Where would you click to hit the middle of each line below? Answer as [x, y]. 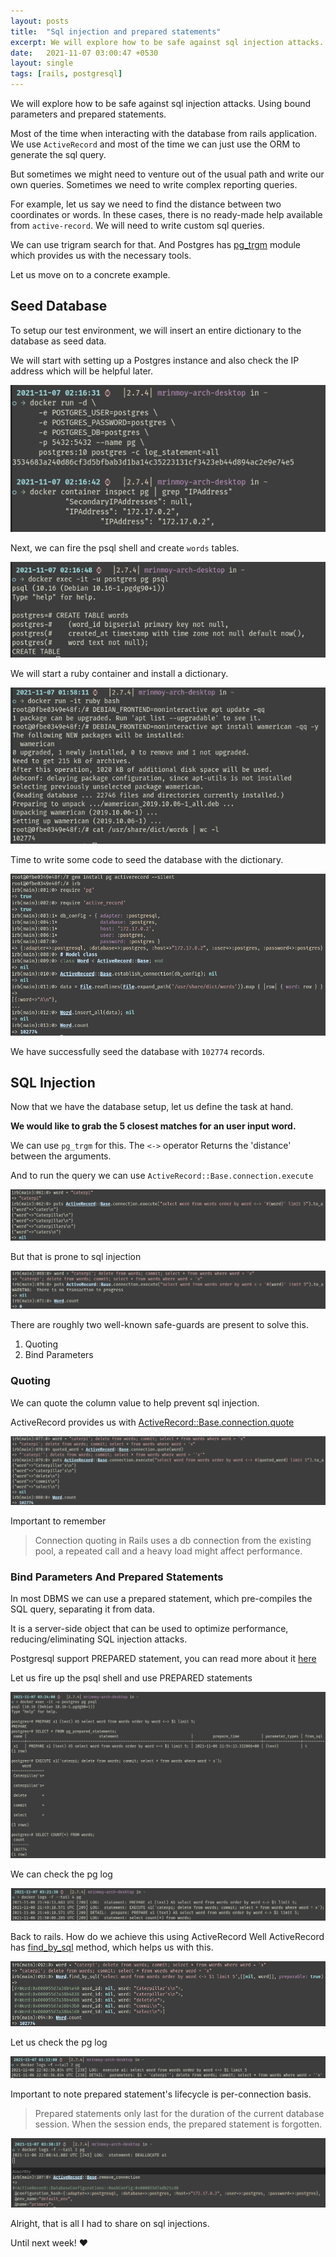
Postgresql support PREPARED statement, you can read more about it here [163, 1659]
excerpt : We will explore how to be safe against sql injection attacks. [167, 42]
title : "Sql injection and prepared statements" [116, 31]
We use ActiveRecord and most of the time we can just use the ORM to [155, 144]
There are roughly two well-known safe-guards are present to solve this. [159, 1325]
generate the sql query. [58, 154]
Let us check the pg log [59, 2042]
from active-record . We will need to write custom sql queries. [137, 225]
